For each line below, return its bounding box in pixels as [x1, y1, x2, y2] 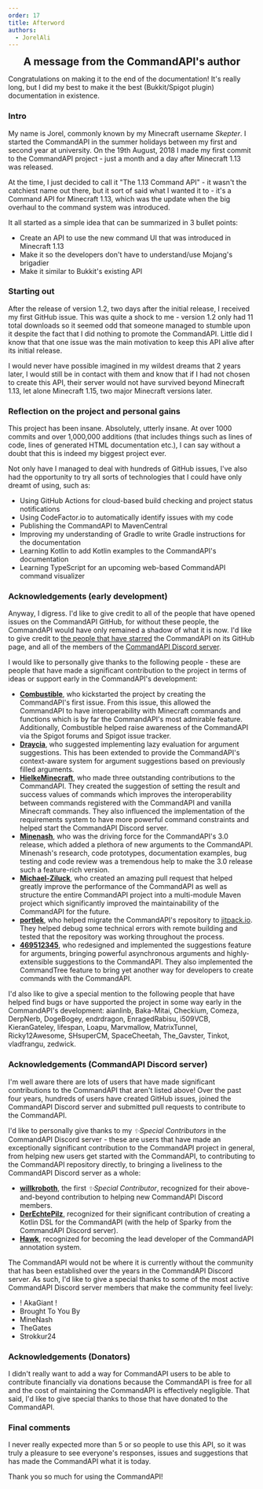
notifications [19, 505, 60, 514]
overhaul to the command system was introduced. [8, 202, 170, 212]
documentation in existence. [8, 91, 100, 101]
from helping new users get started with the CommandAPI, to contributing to [8, 1151, 256, 1161]
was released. [8, 162, 53, 172]
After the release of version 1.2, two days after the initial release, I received [8, 304, 250, 313]
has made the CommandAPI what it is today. [8, 1457, 152, 1466]
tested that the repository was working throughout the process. [19, 932, 225, 942]
